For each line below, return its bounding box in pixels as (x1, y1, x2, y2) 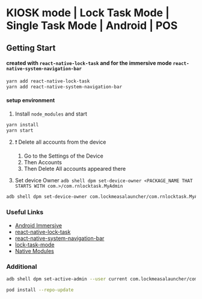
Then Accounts (23, 159, 62, 166)
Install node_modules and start (14, 110, 87, 117)
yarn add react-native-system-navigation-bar (6, 84, 122, 90)
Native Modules (14, 247, 54, 254)
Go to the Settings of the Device (23, 152, 103, 159)
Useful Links (6, 208, 44, 217)
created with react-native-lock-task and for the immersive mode (6, 60, 173, 67)
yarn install (6, 122, 39, 128)
